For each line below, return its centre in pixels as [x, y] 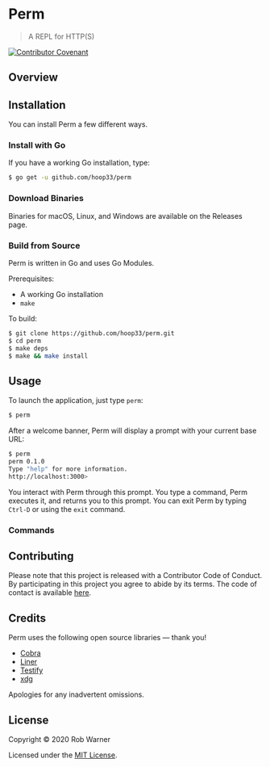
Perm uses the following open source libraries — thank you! [108, 638]
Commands [31, 530]
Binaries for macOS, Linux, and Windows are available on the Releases [126, 216]
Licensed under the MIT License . [63, 755]
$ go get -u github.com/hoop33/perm [70, 178]
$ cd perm [25, 341]
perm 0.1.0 [27, 461]
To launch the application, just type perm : [76, 400]
